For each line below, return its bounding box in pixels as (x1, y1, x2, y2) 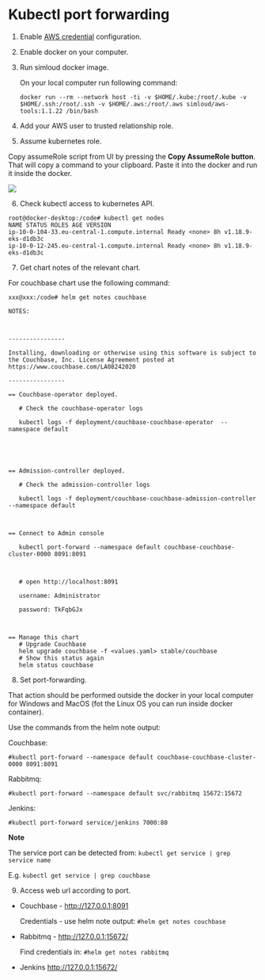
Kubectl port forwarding (8, 6, 170, 24)
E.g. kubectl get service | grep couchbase (8, 870, 150, 879)
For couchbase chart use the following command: (8, 278, 170, 287)
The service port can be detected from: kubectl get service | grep (8, 848, 231, 857)
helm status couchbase (18, 660, 93, 669)
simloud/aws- (186, 100, 229, 108)
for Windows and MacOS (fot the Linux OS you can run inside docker (8, 699, 233, 708)
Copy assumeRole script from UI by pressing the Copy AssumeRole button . (8, 151, 256, 161)
